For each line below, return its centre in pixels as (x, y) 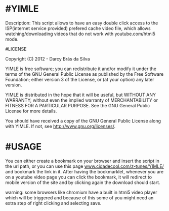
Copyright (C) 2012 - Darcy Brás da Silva (48, 58)
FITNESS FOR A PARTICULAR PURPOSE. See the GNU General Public (78, 105)
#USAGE (24, 147)
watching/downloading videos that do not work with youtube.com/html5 (80, 34)
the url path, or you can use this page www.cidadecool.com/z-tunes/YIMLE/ (85, 166)
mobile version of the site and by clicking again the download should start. (83, 182)
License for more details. (31, 111)
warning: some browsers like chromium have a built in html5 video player (81, 192)
